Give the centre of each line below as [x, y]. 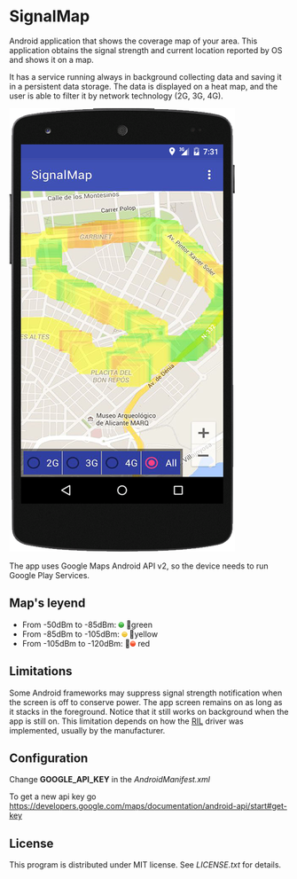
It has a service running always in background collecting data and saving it [145, 76]
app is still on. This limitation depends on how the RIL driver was [126, 721]
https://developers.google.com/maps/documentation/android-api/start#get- [148, 806]
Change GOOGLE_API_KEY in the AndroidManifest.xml [110, 780]
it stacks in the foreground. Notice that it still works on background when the [149, 711]
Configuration [49, 758]
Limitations [41, 671]
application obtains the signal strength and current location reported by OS [146, 50]
